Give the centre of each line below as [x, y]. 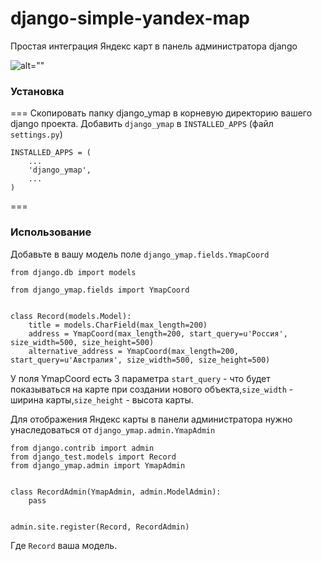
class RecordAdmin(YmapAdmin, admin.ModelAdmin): [116, 492]
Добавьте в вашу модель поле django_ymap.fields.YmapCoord [140, 254]
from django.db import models [73, 272]
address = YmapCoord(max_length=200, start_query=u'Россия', [158, 333]
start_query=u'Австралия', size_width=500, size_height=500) [140, 360]
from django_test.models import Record [93, 457]
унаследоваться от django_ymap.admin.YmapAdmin [113, 429]
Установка [37, 91]
